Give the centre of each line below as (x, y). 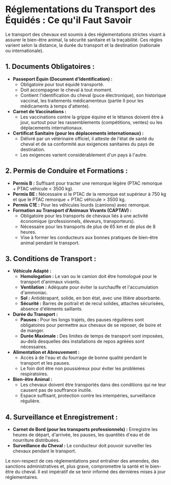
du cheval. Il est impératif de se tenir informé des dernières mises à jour (90, 472)
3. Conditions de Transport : (51, 259)
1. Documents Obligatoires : (50, 67)
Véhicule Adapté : (32, 271)
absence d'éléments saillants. (52, 309)
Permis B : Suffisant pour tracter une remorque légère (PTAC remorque (87, 183)
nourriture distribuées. (36, 440)
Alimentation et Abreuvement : (46, 352)
